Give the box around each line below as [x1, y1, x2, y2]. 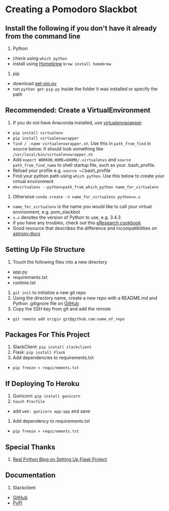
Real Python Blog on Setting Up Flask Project [12, 456, 107, 463]
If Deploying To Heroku [5, 379, 80, 388]
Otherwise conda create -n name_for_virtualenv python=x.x [12, 193, 141, 199]
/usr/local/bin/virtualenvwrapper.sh [12, 152, 93, 157]
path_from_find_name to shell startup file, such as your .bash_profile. [12, 162, 156, 168]
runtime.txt [12, 279, 36, 286]
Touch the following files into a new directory [12, 259, 107, 265]
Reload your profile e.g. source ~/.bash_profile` [12, 167, 112, 173]
